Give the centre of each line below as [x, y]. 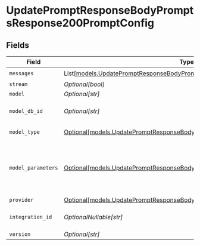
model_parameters [34, 168]
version [20, 234]
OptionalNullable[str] [93, 217]
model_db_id [26, 111]
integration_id [31, 217]
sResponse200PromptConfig [80, 23]
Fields [18, 45]
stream [18, 84]
